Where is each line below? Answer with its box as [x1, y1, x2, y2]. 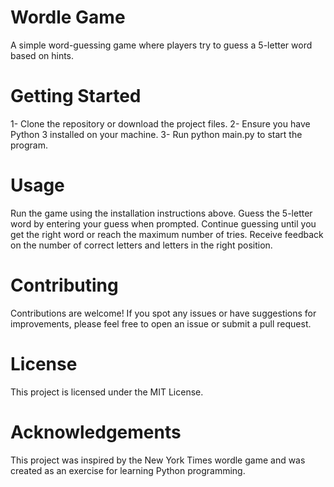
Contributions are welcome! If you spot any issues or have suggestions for [10, 307, 317, 319]
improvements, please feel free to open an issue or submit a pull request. [10, 317, 312, 330]
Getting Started [10, 85, 142, 108]
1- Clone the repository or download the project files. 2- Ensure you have [10, 117, 311, 130]
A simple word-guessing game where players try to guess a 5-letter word [10, 39, 313, 51]
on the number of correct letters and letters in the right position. [10, 239, 273, 251]
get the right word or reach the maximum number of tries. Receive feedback [10, 228, 324, 240]
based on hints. [10, 49, 75, 61]
